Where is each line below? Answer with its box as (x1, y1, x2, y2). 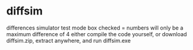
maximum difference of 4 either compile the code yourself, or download (6, 30, 188, 37)
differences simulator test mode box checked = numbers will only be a (6, 24, 184, 31)
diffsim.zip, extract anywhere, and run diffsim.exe (6, 37, 131, 44)
